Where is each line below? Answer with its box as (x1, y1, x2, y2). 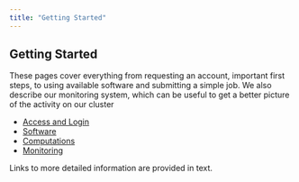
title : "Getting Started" (9, 13, 106, 23)
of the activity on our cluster (9, 99, 114, 110)
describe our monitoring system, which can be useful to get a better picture (9, 89, 290, 100)
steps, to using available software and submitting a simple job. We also (9, 80, 272, 91)
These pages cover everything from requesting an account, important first (9, 70, 285, 81)
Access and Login (22, 116, 90, 127)
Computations (22, 136, 76, 147)
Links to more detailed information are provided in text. (9, 163, 213, 174)
